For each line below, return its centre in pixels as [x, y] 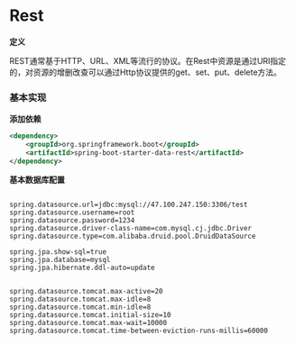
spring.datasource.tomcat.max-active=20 [87, 291]
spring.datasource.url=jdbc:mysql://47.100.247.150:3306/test [129, 204]
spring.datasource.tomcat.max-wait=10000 [88, 322]
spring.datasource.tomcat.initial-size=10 [90, 315]
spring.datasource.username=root [72, 213]
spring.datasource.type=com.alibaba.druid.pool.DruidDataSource [133, 236]
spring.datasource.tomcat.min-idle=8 [80, 307]
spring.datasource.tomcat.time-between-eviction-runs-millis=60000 [139, 330]
